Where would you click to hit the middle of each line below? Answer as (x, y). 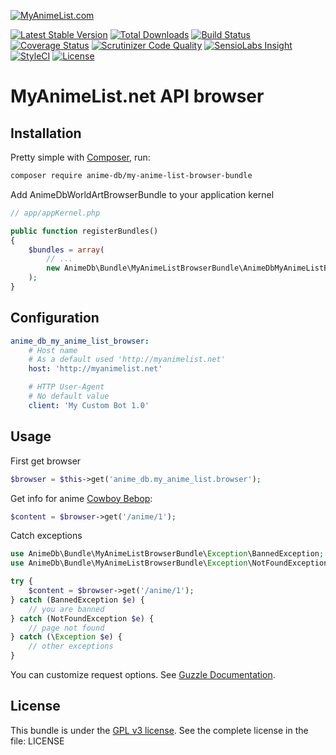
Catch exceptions (46, 536)
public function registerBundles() (84, 231)
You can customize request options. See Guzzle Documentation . (143, 674)
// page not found (66, 628)
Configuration (55, 318)
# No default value (69, 396)
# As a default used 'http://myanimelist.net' (127, 360)
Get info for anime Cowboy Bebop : (81, 498)
